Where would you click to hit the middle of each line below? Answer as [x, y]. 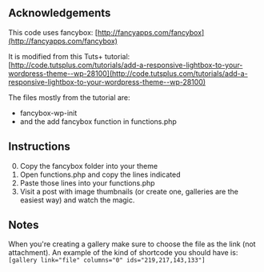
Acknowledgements [60, 13]
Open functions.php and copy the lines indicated [100, 174]
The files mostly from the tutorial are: [69, 97]
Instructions [39, 147]
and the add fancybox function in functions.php [98, 121]
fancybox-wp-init [48, 113]
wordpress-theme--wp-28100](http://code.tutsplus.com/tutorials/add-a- [128, 73]
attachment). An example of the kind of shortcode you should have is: [123, 253]
